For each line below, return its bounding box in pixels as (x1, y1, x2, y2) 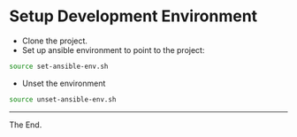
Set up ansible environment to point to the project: (21, 44, 205, 55)
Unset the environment (21, 78, 106, 88)
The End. (9, 119, 42, 130)
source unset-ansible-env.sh (9, 95, 117, 103)
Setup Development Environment (9, 6, 258, 27)
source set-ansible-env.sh (9, 62, 109, 71)
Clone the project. (21, 35, 88, 46)
